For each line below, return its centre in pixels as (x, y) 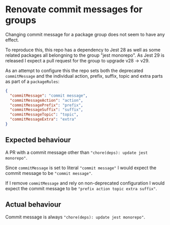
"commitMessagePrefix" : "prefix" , (46, 105)
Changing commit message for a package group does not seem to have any (85, 34)
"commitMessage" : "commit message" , (49, 96)
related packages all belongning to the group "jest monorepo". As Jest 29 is (85, 55)
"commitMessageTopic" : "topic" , (44, 115)
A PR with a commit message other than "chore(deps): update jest (77, 152)
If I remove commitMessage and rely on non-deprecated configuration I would (85, 183)
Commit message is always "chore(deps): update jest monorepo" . (75, 217)
